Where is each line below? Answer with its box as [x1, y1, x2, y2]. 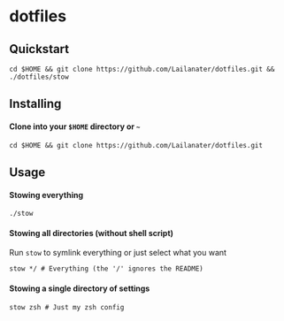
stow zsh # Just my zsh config [9, 302, 125, 311]
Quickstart [9, 42, 70, 57]
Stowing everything [9, 189, 84, 200]
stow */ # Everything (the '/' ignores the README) [9, 264, 203, 273]
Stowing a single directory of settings [9, 283, 150, 294]
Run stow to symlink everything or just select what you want [9, 248, 227, 258]
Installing [9, 96, 62, 111]
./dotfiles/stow [9, 73, 69, 81]
